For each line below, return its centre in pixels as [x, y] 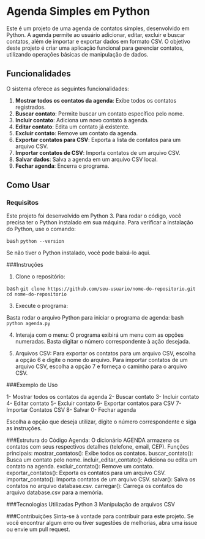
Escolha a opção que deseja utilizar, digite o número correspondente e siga [101, 422]
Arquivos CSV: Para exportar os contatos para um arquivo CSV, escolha [105, 353]
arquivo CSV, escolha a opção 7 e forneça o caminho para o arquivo [101, 366]
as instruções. [24, 428]
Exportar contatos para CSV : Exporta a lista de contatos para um [98, 140]
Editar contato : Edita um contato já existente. [72, 127]
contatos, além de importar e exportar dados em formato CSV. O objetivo [99, 41]
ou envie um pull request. [38, 529]
